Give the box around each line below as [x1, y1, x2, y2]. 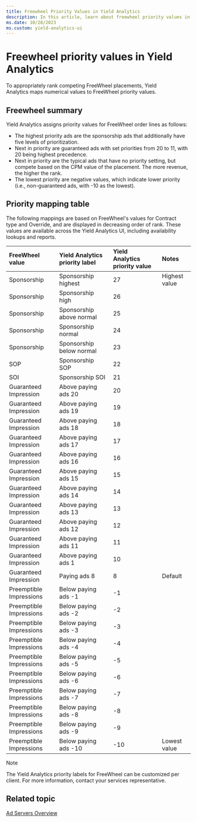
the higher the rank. [14, 170, 63, 177]
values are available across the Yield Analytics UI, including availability [6, 227, 176, 234]
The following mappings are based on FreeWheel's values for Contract [6, 215, 177, 222]
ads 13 [59, 508, 79, 516]
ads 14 [59, 491, 79, 499]
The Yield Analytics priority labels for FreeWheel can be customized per [6, 770, 180, 777]
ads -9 [59, 727, 79, 735]
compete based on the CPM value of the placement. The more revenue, [14, 164, 188, 170]
